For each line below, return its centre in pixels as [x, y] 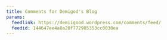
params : [16, 17]
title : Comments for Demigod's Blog [52, 11]
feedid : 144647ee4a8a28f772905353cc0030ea [65, 28]
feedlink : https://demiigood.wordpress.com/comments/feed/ [86, 22]
